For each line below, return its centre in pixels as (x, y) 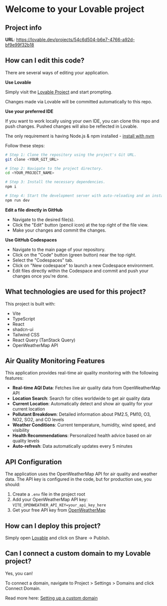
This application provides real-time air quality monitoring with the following (82, 373)
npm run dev (17, 200)
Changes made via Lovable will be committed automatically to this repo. (79, 101)
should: (13, 485)
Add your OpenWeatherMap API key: (50, 500)
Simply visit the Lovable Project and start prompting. (59, 92)
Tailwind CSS (26, 334)
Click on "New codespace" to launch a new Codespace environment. (83, 265)
